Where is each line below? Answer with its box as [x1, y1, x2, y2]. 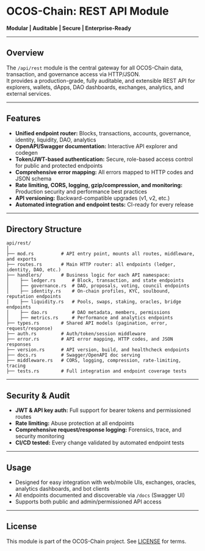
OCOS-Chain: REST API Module [6, 4, 169, 18]
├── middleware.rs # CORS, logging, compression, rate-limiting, [6, 358, 182, 364]
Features [6, 113, 41, 124]
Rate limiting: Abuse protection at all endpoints [15, 419, 134, 427]
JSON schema [15, 175, 52, 182]
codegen [15, 149, 38, 156]
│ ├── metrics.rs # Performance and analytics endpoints [6, 315, 173, 321]
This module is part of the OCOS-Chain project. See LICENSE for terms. [6, 538, 187, 545]
